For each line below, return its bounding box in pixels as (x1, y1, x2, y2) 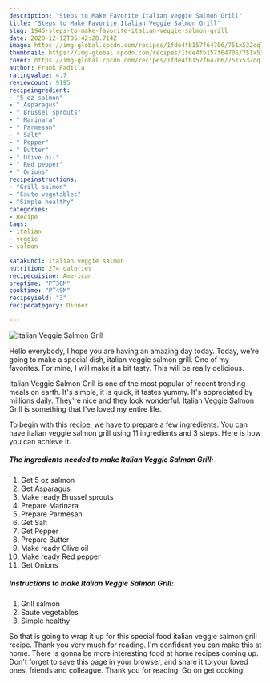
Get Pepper (20, 526, 59, 536)
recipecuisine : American (9, 271, 92, 280)
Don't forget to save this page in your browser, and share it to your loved (9, 657, 248, 666)
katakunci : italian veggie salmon (9, 257, 125, 265)
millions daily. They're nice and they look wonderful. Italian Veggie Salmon (9, 396, 255, 405)
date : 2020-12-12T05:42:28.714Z (9, 34, 117, 42)
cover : (9, 57, 31, 65)
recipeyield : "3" (9, 294, 67, 303)
